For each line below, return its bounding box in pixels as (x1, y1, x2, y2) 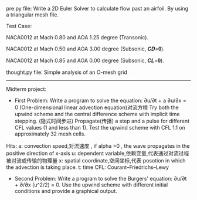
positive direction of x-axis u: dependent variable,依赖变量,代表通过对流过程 (6, 150, 189, 157)
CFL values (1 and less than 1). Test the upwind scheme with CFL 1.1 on (14, 124, 186, 131)
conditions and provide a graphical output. (14, 188, 117, 194)
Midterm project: (6, 86, 47, 93)
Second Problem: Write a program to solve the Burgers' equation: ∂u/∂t (14, 175, 187, 182)
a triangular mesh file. (6, 11, 59, 18)
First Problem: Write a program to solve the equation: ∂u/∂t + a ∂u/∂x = (14, 97, 186, 104)
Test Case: (6, 23, 32, 29)
